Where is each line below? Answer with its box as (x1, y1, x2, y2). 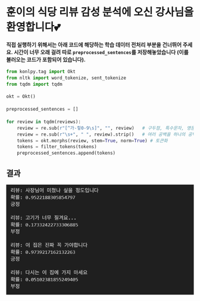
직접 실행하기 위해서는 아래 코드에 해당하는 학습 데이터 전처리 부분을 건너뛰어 (6, 41, 182, 48)
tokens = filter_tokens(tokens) (17, 144, 97, 150)
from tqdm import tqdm (6, 81, 62, 87)
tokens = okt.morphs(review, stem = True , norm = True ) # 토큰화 (17, 137, 168, 143)
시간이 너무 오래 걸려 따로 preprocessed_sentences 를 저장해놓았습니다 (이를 (14, 48, 189, 55)
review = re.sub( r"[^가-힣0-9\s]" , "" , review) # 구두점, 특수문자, (17, 125, 185, 131)
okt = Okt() (6, 93, 36, 100)
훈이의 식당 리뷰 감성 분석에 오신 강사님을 (6, 5, 194, 19)
